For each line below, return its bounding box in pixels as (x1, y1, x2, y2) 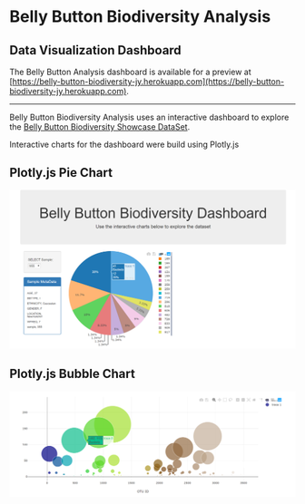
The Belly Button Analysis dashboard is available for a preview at (9, 66, 251, 77)
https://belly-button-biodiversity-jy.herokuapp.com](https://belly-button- (12, 76, 284, 87)
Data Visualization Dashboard (9, 43, 182, 58)
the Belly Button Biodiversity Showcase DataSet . (9, 121, 191, 132)
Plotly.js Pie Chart (9, 165, 113, 180)
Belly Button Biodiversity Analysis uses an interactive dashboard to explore (9, 111, 290, 122)
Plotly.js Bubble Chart (9, 366, 136, 382)
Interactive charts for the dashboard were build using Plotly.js (9, 139, 240, 150)
